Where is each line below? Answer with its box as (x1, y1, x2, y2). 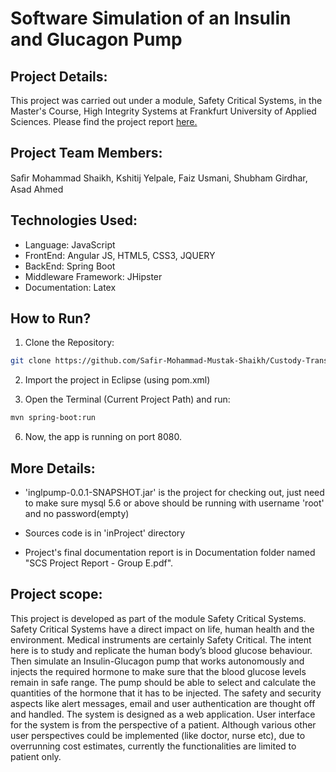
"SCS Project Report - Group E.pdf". (24, 557, 174, 569)
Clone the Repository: (24, 337, 115, 349)
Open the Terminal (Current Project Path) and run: (24, 393, 231, 406)
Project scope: (10, 586, 103, 603)
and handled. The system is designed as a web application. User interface (10, 708, 316, 720)
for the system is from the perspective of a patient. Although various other (10, 718, 317, 731)
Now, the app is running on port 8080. (24, 431, 183, 443)
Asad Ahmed (10, 183, 64, 195)
